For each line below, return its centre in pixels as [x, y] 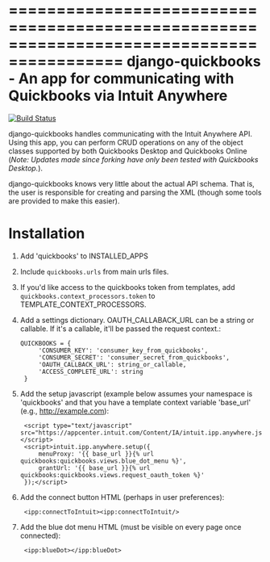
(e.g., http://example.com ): [64, 411]
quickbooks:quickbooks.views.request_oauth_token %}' [112, 475]
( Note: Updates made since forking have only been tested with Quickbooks [133, 159]
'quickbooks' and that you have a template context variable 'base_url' [135, 402]
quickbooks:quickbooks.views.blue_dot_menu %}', [103, 461]
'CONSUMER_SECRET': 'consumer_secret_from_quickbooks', [134, 357]
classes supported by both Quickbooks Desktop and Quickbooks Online [128, 151]
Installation [47, 234]
